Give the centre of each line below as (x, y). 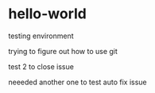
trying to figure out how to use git (63, 51)
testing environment (41, 36)
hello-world (48, 14)
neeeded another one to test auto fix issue (77, 82)
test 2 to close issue (41, 66)
